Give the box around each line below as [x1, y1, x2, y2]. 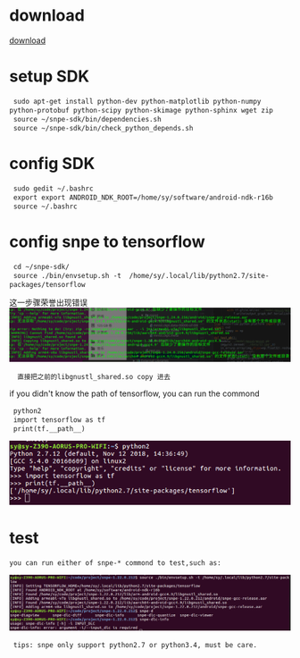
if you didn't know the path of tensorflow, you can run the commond [9, 388, 261, 399]
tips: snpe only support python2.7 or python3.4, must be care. [12, 641, 257, 650]
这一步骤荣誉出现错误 [9, 297, 87, 308]
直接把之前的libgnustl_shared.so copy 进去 [17, 373, 171, 382]
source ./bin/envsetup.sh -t [12, 271, 122, 280]
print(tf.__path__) [12, 425, 87, 434]
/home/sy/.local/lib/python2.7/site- [129, 271, 270, 280]
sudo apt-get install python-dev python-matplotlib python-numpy [12, 97, 262, 105]
